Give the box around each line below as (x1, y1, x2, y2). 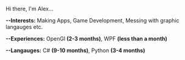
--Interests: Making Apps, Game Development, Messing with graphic (5, 17, 180, 24)
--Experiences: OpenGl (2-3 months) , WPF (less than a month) (5, 35, 168, 42)
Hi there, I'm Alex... (5, 5, 54, 12)
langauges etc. (5, 24, 43, 30)
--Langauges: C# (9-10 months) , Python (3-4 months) (5, 47, 145, 54)
